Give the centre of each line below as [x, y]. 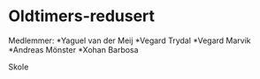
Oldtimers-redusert [82, 16]
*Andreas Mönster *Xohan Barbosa [73, 49]
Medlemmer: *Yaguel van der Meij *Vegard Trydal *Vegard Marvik [130, 40]
